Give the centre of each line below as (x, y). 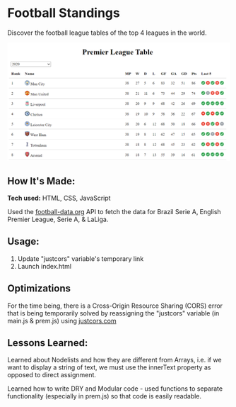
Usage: (24, 241)
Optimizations (39, 289)
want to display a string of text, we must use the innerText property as (109, 367)
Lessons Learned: (48, 343)
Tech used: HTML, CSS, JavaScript (59, 198)
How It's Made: (41, 181)
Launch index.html (45, 266)
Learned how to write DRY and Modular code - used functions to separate (115, 389)
